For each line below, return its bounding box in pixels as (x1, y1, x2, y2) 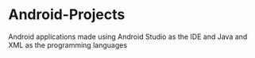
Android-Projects (8, 6, 126, 24)
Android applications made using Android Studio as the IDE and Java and (8, 32, 248, 41)
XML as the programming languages (8, 40, 128, 49)
